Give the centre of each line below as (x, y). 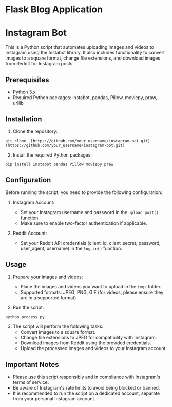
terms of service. (31, 382)
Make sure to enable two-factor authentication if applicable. (84, 223)
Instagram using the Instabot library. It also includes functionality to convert (85, 53)
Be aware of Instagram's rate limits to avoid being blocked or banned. (86, 388)
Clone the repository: (35, 131)
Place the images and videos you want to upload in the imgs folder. (91, 287)
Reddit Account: (30, 233)
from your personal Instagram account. (54, 399)
